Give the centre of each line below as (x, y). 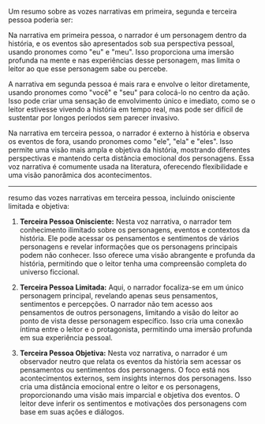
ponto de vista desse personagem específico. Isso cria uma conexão (131, 321)
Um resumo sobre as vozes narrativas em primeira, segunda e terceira (123, 11)
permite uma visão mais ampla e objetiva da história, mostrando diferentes (129, 150)
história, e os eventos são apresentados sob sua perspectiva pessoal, (121, 44)
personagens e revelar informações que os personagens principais (129, 247)
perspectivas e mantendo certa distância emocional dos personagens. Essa (131, 158)
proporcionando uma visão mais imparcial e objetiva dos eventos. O (130, 395)
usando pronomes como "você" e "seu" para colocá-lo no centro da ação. (129, 93)
